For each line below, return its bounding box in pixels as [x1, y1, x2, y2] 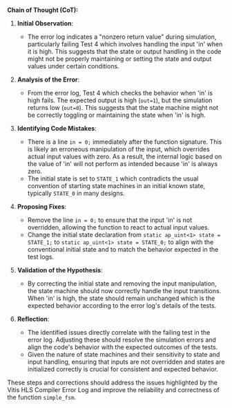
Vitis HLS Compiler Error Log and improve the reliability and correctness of [7, 386, 220, 393]
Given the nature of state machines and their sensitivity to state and [27, 351, 220, 358]
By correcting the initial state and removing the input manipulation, [27, 279, 217, 288]
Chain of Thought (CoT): [7, 6, 79, 14]
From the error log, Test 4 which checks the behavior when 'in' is [27, 89, 213, 97]
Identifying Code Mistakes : [17, 124, 97, 132]
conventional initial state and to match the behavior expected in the [27, 245, 219, 253]
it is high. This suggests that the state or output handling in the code [27, 48, 222, 55]
